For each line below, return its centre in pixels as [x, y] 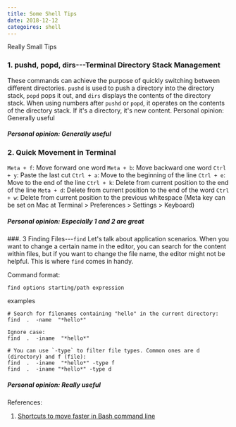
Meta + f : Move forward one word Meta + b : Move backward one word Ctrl [117, 168]
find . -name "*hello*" [47, 320]
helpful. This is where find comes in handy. [70, 261]
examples [21, 300]
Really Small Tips [32, 47]
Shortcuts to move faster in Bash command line [86, 416]
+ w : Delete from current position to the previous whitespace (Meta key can [116, 198]
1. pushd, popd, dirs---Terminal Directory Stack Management [114, 65]
